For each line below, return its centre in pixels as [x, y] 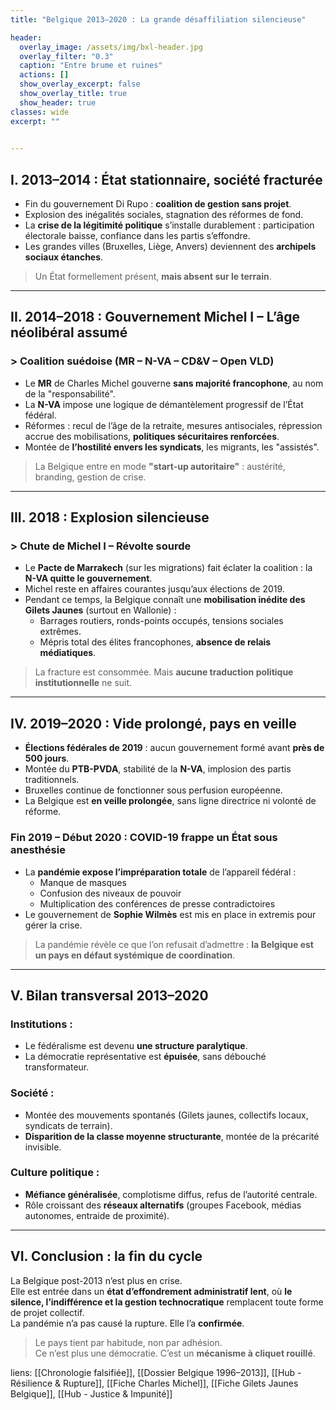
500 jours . [47, 758]
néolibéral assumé [69, 332]
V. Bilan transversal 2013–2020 [109, 995]
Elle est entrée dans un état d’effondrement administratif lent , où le [151, 1291]
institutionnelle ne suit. [83, 683]
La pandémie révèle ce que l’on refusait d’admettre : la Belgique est [174, 944]
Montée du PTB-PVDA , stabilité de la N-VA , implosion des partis [158, 769]
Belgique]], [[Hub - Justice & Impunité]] [91, 1393]
